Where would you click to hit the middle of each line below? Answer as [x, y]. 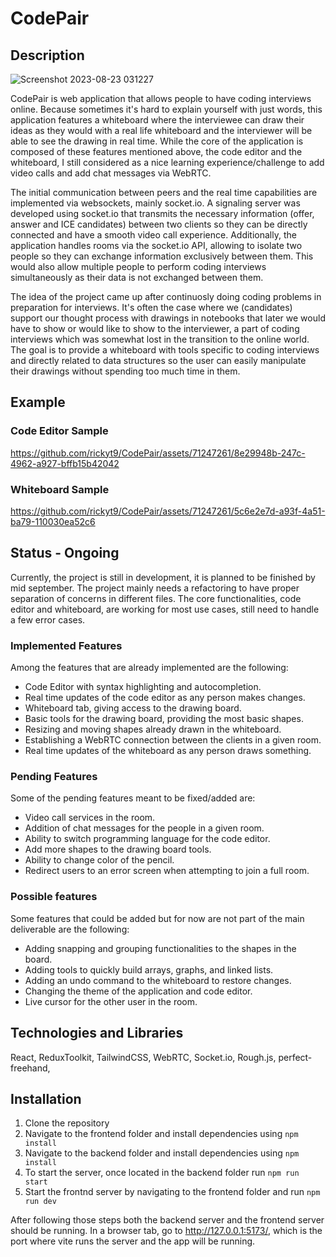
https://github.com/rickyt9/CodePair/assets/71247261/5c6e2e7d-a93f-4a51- [168, 511]
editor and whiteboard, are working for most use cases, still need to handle [165, 609]
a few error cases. [48, 619]
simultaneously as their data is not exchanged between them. [137, 277]
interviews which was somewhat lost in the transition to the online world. [160, 339]
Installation [46, 1098]
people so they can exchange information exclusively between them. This [162, 256]
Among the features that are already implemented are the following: [149, 668]
